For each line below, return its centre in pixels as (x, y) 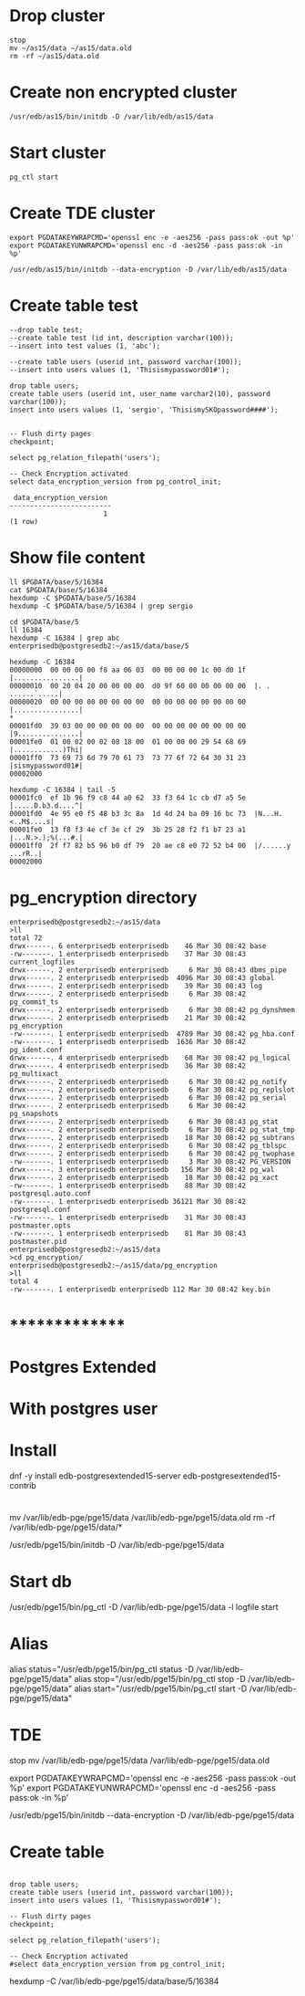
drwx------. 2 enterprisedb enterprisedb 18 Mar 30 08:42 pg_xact (144, 1177)
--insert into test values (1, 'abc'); (85, 346)
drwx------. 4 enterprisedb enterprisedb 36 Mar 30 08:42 (128, 1066)
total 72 (26, 938)
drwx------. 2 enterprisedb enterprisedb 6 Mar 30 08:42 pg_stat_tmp (152, 1129)
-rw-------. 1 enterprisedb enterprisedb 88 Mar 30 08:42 (128, 1186)
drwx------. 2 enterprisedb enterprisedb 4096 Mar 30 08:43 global (142, 977)
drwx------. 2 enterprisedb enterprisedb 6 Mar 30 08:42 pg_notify (148, 1082)
